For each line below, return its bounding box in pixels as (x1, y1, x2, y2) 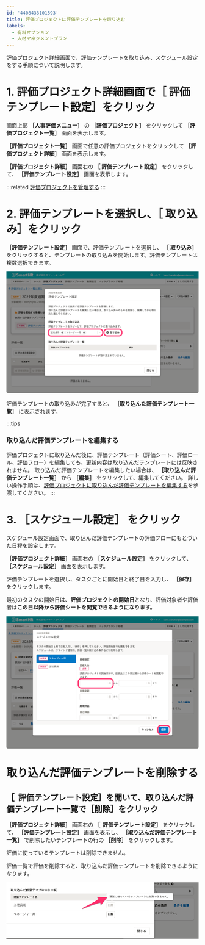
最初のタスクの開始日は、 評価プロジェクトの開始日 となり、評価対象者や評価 (6, 596, 199, 603)
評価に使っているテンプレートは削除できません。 (6, 849, 129, 857)
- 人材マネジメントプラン (12, 35, 68, 42)
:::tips (6, 420, 21, 427)
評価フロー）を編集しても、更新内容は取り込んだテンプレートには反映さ (16, 459, 198, 466)
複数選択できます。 (6, 259, 54, 266)
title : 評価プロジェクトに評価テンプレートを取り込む (6, 16, 126, 23)
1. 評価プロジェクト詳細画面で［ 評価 (6, 85, 190, 99)
